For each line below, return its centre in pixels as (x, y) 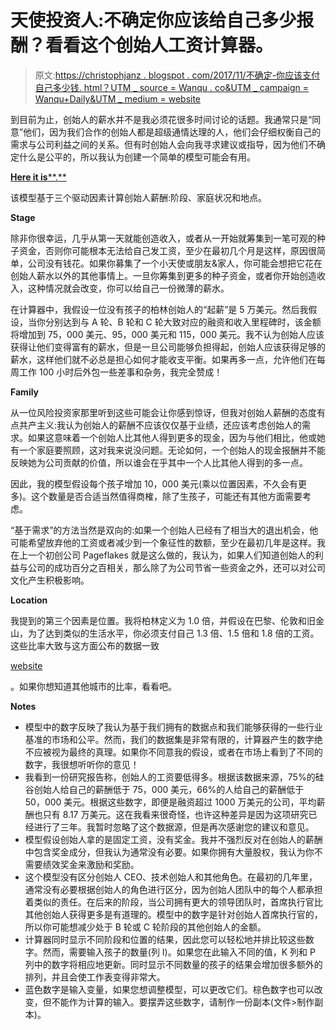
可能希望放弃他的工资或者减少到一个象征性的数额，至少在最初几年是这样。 (163, 542)
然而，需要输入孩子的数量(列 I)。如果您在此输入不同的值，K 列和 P (179, 952)
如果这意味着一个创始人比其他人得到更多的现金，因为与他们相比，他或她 (176, 437)
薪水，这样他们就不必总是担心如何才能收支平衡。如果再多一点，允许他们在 (163, 359)
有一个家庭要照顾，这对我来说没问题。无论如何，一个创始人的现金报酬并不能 (168, 450)
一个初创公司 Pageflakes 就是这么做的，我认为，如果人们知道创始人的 (171, 555)
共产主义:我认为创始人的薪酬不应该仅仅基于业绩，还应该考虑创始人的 (160, 425)
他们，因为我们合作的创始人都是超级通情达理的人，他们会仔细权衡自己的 (172, 132)
